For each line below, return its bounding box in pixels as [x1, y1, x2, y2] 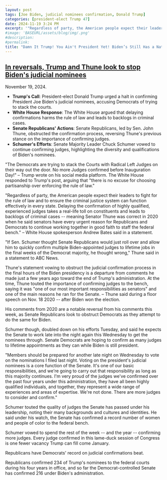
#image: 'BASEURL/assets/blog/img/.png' [5, 30, 90, 35]
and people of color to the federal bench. [5, 420, 89, 426]
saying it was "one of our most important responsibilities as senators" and [5, 286, 157, 292]
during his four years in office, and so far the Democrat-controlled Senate [5, 465, 156, 471]
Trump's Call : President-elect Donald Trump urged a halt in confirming [12, 93, 158, 100]
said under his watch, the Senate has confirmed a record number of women [5, 415, 161, 421]
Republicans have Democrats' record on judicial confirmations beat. [5, 450, 144, 456]
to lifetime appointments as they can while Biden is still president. [5, 342, 139, 348]
